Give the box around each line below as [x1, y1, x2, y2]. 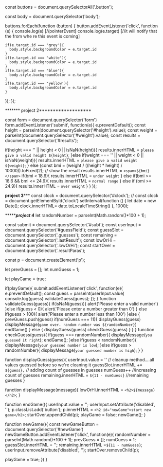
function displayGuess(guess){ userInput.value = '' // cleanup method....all [5, 357, 155, 362]
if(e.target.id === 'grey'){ [5, 43, 64, 48]
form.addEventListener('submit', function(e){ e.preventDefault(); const [5, 122, 146, 128]
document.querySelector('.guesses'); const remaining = [5, 232, 117, 238]
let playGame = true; [5, 276, 46, 282]
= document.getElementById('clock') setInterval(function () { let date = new [5, 198, 157, 203]
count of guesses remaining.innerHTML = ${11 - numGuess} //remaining [5, 372, 149, 378]
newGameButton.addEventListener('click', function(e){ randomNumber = [5, 431, 151, 437]
